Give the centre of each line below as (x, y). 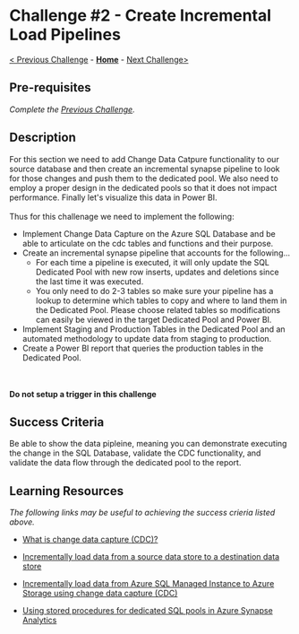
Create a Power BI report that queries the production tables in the (143, 348)
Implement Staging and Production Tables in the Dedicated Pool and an (154, 329)
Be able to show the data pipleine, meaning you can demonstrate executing (148, 444)
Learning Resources (66, 491)
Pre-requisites (50, 87)
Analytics (39, 621)
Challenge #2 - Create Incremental (140, 16)
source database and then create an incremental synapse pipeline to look (145, 169)
